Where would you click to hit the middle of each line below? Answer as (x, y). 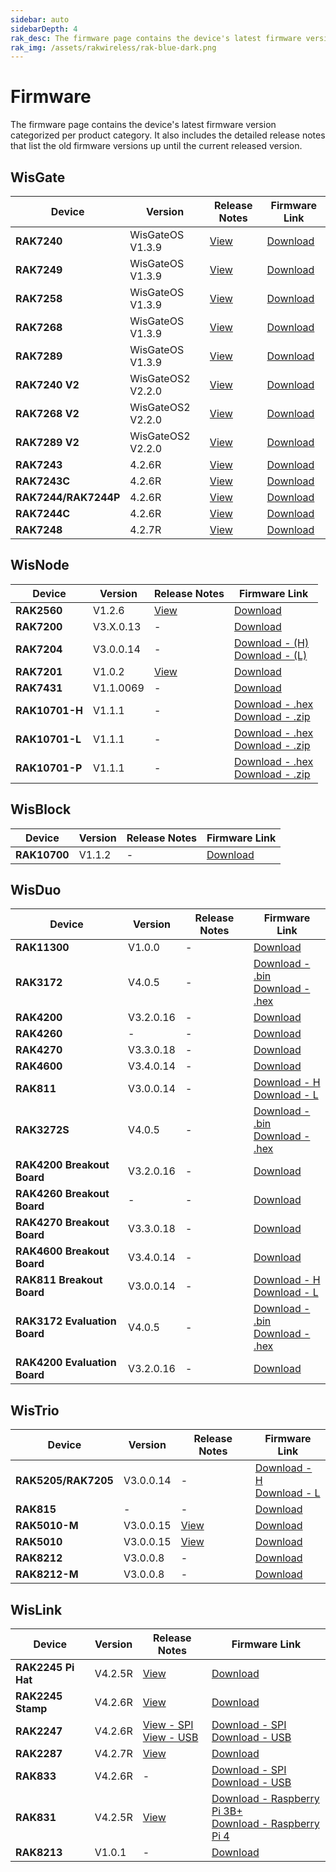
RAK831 (36, 1818)
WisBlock (41, 809)
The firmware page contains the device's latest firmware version (143, 125)
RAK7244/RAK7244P (68, 497)
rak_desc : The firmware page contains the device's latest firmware (156, 38)
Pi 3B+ (227, 1811)
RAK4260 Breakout (62, 1194)
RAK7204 (39, 649)
